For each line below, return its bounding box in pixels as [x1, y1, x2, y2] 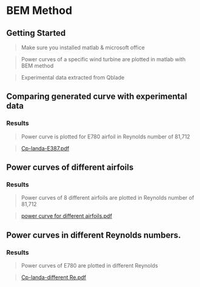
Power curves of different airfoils [6, 162, 134, 173]
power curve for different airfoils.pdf [21, 212, 112, 220]
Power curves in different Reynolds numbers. [6, 230, 181, 240]
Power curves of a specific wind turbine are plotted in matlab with [21, 56, 186, 62]
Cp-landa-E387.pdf [21, 144, 70, 152]
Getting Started [6, 28, 66, 38]
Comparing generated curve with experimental [6, 92, 188, 102]
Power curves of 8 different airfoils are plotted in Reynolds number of [21, 194, 195, 201]
